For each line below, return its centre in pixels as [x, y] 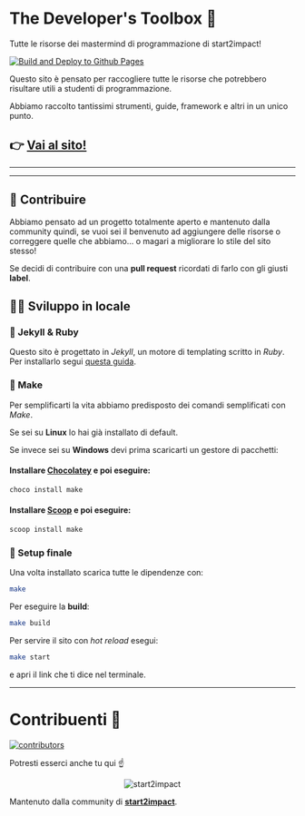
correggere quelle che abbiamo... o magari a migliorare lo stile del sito [140, 241]
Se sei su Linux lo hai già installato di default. [94, 432]
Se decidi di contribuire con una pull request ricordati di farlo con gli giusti [149, 268]
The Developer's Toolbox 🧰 [113, 19]
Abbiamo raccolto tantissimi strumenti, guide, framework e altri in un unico [149, 106]
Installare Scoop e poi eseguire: [70, 510]
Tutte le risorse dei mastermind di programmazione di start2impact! [135, 44]
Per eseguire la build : [49, 606]
